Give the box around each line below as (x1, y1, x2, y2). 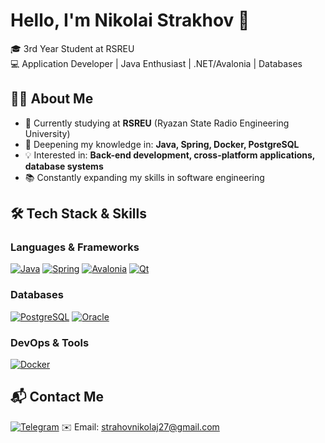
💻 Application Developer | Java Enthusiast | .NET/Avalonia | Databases (10, 57, 303, 69)
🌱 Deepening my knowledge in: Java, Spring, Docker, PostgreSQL (24, 138, 300, 150)
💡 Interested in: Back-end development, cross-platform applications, (24, 149, 316, 161)
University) (24, 127, 71, 139)
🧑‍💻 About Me (10, 90, 94, 108)
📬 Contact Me (10, 389, 104, 406)
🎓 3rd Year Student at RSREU (10, 42, 135, 54)
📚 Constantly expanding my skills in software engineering (24, 171, 265, 183)
